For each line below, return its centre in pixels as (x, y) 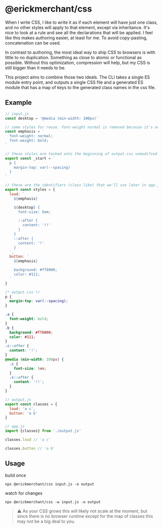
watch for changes (24, 493)
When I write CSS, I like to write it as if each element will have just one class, (81, 22)
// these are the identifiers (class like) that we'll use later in (76, 185)
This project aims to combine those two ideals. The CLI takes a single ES (78, 77)
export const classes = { (31, 404)
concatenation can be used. (33, 43)
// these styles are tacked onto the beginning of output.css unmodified (81, 154)
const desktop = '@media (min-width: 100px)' (52, 118)
